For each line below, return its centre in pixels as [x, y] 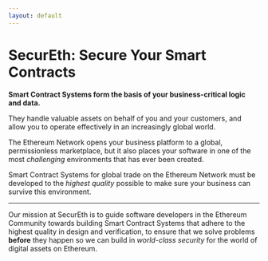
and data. [24, 103]
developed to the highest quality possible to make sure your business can [130, 183]
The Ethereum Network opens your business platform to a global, [116, 142]
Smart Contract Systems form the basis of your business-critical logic [127, 94]
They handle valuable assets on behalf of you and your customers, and [125, 118]
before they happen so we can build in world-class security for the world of [133, 239]
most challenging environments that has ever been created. [106, 159]
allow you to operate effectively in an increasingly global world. [112, 127]
